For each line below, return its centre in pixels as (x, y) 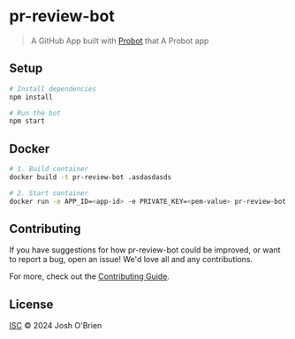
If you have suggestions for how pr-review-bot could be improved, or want (145, 250)
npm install (31, 97)
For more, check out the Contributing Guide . (90, 276)
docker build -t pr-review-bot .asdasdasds (91, 177)
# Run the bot (35, 113)
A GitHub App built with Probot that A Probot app (120, 41)
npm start (27, 121)
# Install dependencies (53, 89)
